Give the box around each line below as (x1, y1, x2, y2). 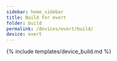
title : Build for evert (6, 14, 67, 21)
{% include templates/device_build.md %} (6, 48, 112, 55)
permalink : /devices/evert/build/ (6, 25, 94, 32)
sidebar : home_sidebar (6, 8, 64, 15)
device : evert (6, 31, 42, 37)
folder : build (6, 20, 42, 26)
